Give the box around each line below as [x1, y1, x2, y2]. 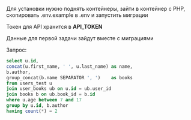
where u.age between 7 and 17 [6, 97, 82, 103]
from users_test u [6, 80, 52, 86]
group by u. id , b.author [6, 103, 68, 109]
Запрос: [6, 46, 27, 53]
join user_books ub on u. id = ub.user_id [6, 86, 112, 92]
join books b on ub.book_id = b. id [6, 91, 95, 98]
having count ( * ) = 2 [6, 108, 58, 114]
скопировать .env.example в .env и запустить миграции [6, 11, 148, 19]
